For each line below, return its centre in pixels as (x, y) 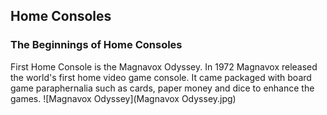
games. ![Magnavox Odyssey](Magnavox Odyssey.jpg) (123, 98)
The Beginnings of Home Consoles (96, 45)
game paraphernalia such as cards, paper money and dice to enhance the (162, 88)
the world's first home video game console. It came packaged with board (161, 77)
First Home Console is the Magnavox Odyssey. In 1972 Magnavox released (164, 66)
